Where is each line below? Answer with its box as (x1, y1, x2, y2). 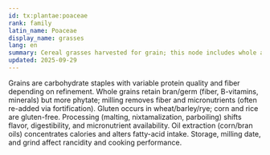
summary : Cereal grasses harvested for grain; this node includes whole (8, 49, 257, 57)
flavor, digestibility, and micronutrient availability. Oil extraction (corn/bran (8, 121, 253, 130)
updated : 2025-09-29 (8, 57, 78, 65)
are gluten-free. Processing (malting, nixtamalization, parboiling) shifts (8, 112, 243, 121)
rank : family (8, 19, 52, 27)
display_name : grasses (8, 34, 84, 42)
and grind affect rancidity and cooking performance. (8, 137, 182, 147)
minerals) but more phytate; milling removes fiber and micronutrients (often (8, 95, 257, 105)
